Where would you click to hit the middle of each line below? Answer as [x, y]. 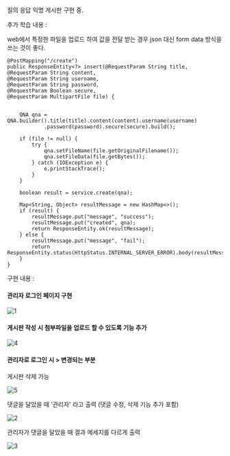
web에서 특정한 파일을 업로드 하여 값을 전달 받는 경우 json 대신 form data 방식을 [115, 39]
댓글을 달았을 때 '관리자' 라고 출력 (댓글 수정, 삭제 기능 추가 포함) [93, 404]
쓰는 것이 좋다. [26, 48]
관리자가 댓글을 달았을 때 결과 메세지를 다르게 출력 [74, 432]
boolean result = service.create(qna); [76, 193]
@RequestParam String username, [53, 79]
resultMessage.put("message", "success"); [93, 217]
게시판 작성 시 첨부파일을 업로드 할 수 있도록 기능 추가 [77, 327]
